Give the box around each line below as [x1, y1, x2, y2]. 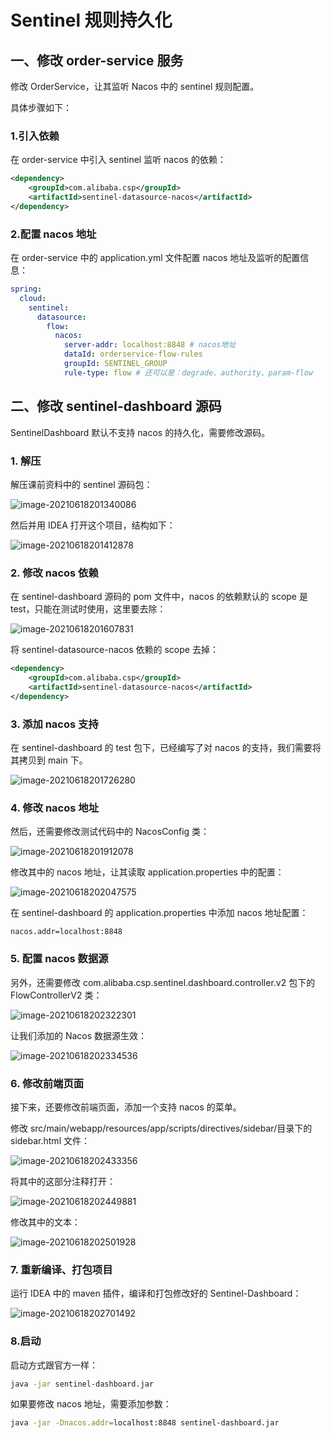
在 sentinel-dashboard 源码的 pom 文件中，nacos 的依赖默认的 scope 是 [10, 591, 308, 603]
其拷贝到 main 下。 [10, 754, 88, 766]
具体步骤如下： [10, 102, 72, 113]
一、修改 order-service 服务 [10, 52, 184, 69]
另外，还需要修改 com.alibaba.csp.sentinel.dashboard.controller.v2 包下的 [10, 976, 316, 988]
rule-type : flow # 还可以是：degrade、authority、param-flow [63, 367, 314, 378]
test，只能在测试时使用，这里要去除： [10, 603, 167, 615]
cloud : [19, 293, 47, 303]
